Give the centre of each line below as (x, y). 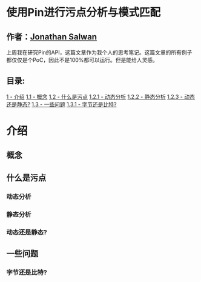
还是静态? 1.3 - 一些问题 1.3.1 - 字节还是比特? (61, 104)
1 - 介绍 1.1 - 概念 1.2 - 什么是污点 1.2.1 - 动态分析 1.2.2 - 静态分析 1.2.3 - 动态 (100, 96)
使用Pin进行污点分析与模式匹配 (84, 12)
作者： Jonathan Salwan (52, 37)
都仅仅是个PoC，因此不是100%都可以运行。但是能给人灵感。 (82, 60)
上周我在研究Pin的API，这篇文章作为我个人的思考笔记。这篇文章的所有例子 (99, 52)
